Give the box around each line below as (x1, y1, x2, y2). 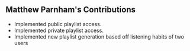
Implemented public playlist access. (14, 20, 102, 27)
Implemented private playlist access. (14, 27, 104, 34)
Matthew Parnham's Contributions (5, 5, 136, 15)
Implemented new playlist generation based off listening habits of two (14, 33, 185, 40)
